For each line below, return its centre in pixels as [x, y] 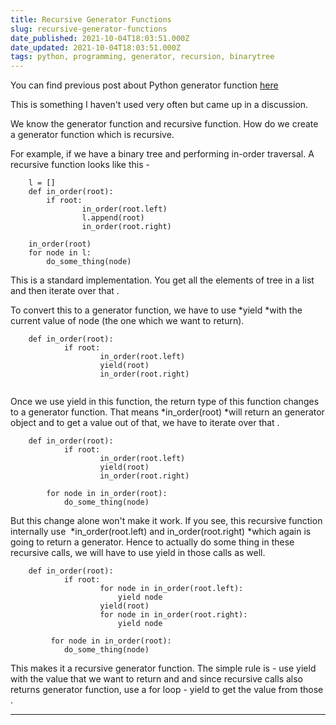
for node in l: [60, 253]
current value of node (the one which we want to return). [127, 321]
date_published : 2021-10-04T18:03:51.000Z [100, 38]
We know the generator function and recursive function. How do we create [164, 124]
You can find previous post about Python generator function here [144, 85]
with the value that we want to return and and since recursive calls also [157, 679]
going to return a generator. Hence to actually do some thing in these [152, 542]
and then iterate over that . [65, 291]
